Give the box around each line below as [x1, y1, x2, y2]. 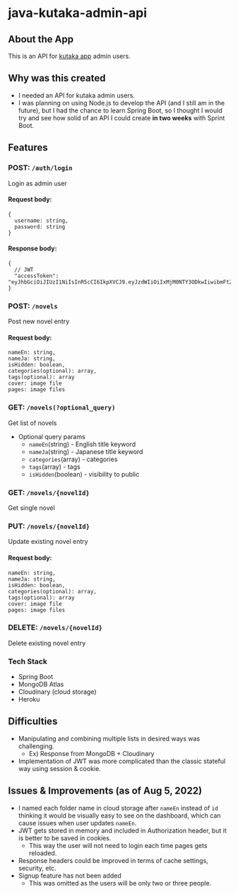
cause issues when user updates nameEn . [18, 818, 137, 827]
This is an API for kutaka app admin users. [8, 52, 131, 60]
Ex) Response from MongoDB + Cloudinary [28, 749, 155, 757]
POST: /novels [8, 301, 59, 310]
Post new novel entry [8, 317, 70, 326]
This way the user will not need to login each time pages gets [28, 841, 208, 849]
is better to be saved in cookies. [18, 833, 112, 842]
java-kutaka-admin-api [8, 5, 148, 21]
